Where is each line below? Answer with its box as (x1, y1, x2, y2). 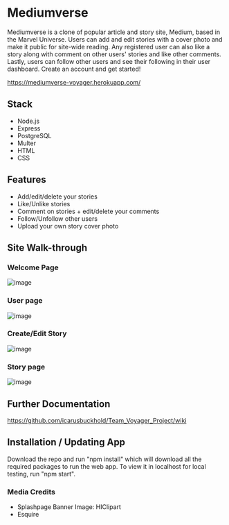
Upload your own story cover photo (17, 222, 119, 230)
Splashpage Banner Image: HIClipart (17, 503, 121, 511)
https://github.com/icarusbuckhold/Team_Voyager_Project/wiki (7, 416, 187, 424)
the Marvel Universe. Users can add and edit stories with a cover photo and (7, 35, 223, 43)
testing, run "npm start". (7, 469, 76, 478)
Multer (17, 139, 37, 147)
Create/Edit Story (7, 328, 67, 338)
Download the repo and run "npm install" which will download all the (7, 455, 202, 463)
